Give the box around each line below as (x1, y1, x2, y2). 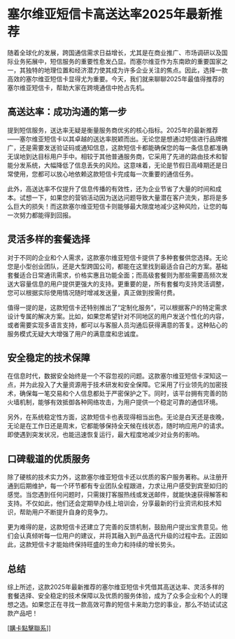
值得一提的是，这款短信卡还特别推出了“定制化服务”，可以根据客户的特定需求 (7, 303, 227, 312)
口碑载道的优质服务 (7, 453, 90, 465)
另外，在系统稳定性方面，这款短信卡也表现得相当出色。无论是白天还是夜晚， (7, 413, 228, 421)
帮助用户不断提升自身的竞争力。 (19, 508, 112, 516)
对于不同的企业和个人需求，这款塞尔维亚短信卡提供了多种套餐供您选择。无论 (7, 253, 228, 261)
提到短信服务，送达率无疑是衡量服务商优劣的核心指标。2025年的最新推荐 (7, 125, 219, 134)
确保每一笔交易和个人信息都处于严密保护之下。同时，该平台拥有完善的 (19, 390, 222, 398)
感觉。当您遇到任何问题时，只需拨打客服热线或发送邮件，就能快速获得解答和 (7, 490, 228, 499)
